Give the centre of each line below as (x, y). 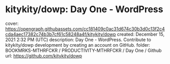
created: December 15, (140, 34)
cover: (12, 23)
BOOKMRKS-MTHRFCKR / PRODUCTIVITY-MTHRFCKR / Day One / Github (83, 50)
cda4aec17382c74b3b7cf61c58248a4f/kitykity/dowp (61, 34)
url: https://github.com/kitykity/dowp (44, 56)
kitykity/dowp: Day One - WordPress (84, 9)
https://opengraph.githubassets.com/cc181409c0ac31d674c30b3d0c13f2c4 (85, 28)
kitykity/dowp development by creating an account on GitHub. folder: (78, 45)
